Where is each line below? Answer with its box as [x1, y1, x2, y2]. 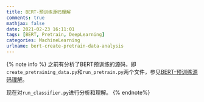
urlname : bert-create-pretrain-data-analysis [6, 43, 124, 49]
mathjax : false [6, 20, 45, 26]
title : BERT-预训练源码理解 [6, 9, 71, 15]
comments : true [6, 15, 45, 21]
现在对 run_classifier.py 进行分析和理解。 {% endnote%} [6, 89, 150, 96]
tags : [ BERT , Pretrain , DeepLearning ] [6, 32, 105, 38]
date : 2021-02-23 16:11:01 [6, 26, 75, 32]
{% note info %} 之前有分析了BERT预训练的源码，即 [6, 60, 136, 68]
